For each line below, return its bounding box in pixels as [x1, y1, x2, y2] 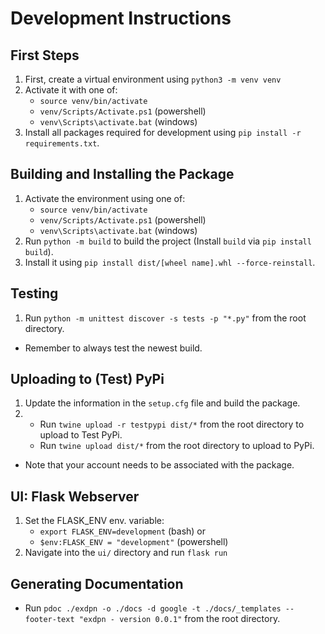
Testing [10, 285, 59, 302]
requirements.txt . [24, 137, 100, 149]
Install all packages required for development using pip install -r [24, 127, 302, 138]
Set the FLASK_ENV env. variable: [24, 515, 165, 527]
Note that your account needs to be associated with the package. [24, 459, 295, 471]
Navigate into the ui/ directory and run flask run [24, 547, 228, 559]
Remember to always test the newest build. [24, 342, 203, 354]
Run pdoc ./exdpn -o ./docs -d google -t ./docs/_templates [24, 602, 282, 614]
